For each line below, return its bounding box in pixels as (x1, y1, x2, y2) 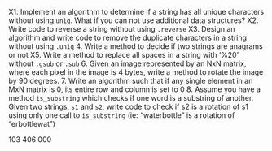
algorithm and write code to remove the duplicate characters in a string (8, 32, 247, 42)
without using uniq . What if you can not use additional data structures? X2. (8, 15, 259, 25)
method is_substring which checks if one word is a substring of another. (8, 93, 254, 102)
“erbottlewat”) (8, 119, 55, 128)
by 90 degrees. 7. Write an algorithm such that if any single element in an (8, 76, 253, 85)
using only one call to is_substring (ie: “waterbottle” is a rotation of (8, 110, 235, 120)
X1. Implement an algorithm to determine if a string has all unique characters (8, 7, 265, 16)
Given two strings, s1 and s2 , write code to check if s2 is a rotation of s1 (8, 101, 249, 111)
